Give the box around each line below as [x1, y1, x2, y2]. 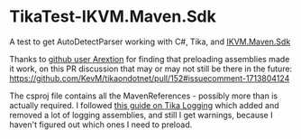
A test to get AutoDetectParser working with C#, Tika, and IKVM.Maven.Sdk [9, 36, 291, 47]
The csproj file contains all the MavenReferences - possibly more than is [9, 90, 278, 101]
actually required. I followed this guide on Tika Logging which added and [9, 99, 279, 110]
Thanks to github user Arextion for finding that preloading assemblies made [9, 53, 290, 64]
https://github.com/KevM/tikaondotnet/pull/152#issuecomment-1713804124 [9, 72, 290, 83]
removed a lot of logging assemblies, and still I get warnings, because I [9, 109, 273, 120]
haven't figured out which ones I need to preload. [9, 119, 193, 130]
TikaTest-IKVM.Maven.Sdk [9, 6, 216, 27]
